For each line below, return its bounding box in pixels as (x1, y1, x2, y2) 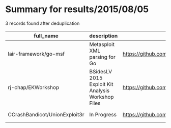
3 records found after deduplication (5, 20, 80, 26)
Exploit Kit (89, 80, 113, 88)
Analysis (89, 87, 110, 94)
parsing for (89, 53, 116, 60)
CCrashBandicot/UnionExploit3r (8, 111, 85, 118)
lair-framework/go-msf (8, 50, 65, 57)
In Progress (89, 111, 117, 118)
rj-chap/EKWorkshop (8, 83, 60, 91)
